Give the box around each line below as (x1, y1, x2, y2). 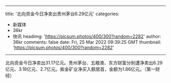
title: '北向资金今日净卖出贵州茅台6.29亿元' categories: (5, 11, 120, 17)
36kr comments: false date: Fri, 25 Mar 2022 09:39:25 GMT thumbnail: (12, 39, 162, 45)
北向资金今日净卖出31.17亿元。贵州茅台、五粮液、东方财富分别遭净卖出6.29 (5, 60, 163, 66)
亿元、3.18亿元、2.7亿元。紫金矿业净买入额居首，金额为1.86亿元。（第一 (5, 66, 156, 72)
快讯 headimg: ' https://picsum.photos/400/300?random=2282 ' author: (12, 34, 161, 39)
